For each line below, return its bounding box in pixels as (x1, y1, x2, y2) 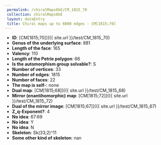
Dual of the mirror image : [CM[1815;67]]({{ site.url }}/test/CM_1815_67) (11, 103, 157, 109)
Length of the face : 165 (11, 45, 61, 51)
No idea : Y (11, 119, 34, 125)
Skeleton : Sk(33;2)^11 (11, 130, 57, 136)
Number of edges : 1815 (11, 72, 61, 77)
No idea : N (11, 125, 34, 131)
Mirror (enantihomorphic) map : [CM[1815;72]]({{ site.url (11, 93, 128, 99)
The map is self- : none (11, 82, 59, 88)
